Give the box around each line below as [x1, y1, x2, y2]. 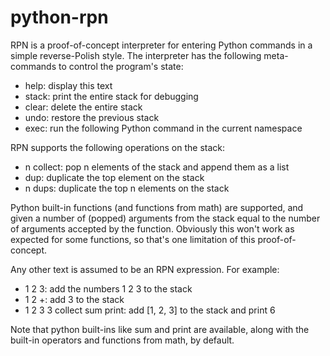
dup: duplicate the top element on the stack [24, 171, 205, 183]
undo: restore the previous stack [24, 111, 160, 123]
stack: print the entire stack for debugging [24, 90, 199, 102]
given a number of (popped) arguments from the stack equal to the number [10, 212, 321, 224]
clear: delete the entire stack [24, 101, 143, 113]
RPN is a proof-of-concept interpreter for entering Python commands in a [10, 39, 313, 51]
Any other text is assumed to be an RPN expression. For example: [10, 263, 280, 275]
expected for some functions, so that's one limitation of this [10, 233, 256, 245]
